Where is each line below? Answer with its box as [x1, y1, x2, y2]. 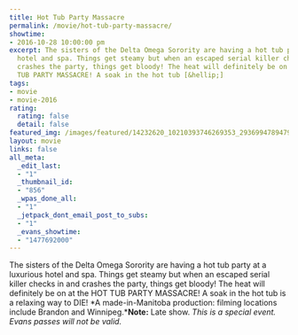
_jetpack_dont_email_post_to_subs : [17, 210, 149, 220]
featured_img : [9, 129, 62, 137]
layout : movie [9, 136, 62, 145]
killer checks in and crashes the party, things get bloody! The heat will [9, 278, 266, 289]
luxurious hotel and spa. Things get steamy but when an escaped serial [9, 269, 271, 280]
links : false [9, 144, 58, 153]
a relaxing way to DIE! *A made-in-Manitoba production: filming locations [9, 298, 278, 308]
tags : [9, 79, 29, 88]
